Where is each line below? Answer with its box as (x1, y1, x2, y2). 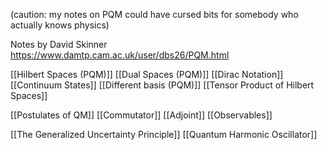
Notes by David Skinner (10, 39, 108, 50)
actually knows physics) (10, 19, 110, 31)
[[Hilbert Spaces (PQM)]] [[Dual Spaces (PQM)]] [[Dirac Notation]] (10, 69, 284, 80)
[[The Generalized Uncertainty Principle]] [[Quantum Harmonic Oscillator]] (10, 129, 318, 140)
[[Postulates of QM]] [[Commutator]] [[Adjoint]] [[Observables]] (10, 109, 273, 121)
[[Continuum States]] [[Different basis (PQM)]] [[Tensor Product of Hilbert (10, 79, 315, 91)
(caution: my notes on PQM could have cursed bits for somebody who (10, 9, 299, 20)
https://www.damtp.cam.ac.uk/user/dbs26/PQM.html (10, 49, 230, 61)
